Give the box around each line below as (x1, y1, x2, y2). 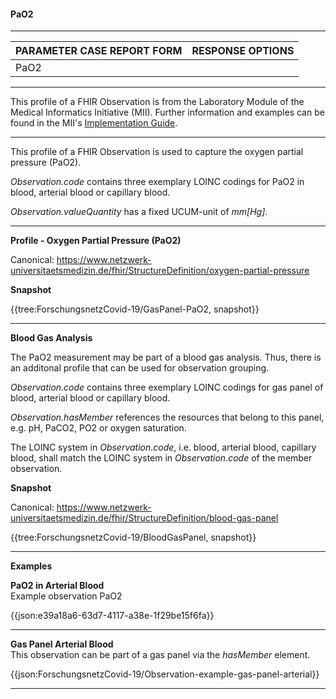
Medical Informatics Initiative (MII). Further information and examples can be (10, 106, 325, 119)
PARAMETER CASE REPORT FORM (15, 44, 183, 58)
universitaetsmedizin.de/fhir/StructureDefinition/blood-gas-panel (10, 512, 279, 524)
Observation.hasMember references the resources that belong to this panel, (10, 411, 325, 424)
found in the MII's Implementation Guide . (10, 117, 178, 129)
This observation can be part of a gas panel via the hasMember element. (10, 649, 311, 661)
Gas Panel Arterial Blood (10, 638, 114, 650)
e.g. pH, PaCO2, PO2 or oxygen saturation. (10, 422, 187, 434)
